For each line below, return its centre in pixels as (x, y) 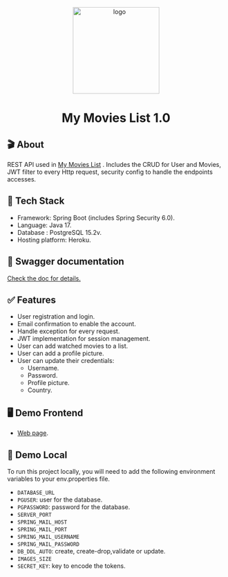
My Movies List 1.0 (116, 118)
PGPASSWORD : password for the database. (74, 507)
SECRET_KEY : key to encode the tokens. (71, 566)
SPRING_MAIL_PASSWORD (48, 544)
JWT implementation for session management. (84, 339)
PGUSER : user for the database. (60, 500)
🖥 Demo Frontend (45, 412)
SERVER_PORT (34, 515)
